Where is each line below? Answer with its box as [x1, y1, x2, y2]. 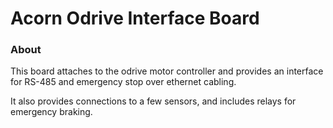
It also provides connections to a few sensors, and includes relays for [10, 95, 297, 107]
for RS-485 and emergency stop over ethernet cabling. [10, 76, 237, 88]
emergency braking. [10, 106, 93, 118]
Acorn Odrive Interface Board [10, 7, 260, 30]
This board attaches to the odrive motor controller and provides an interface [10, 65, 324, 77]
